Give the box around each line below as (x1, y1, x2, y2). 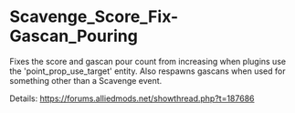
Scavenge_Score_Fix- (9, 6, 179, 27)
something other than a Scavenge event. (9, 75, 163, 86)
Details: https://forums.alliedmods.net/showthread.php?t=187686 (9, 93, 255, 104)
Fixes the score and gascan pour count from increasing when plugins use (9, 56, 286, 67)
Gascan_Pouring (9, 26, 139, 46)
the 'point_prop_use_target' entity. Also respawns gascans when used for (9, 66, 286, 77)
